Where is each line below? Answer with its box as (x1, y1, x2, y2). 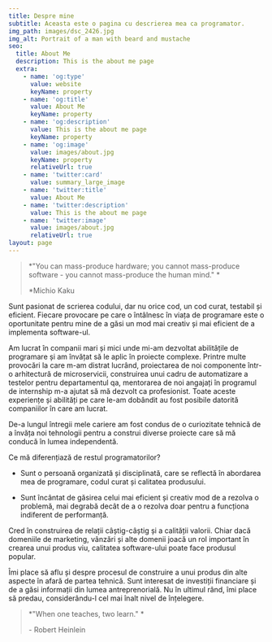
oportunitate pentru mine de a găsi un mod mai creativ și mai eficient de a (8, 318, 256, 328)
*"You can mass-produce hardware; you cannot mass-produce (28, 261, 240, 271)
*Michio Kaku (28, 286, 76, 295)
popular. (8, 551, 37, 561)
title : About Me (15, 50, 71, 58)
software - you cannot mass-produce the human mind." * (28, 269, 221, 279)
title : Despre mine (8, 11, 75, 20)
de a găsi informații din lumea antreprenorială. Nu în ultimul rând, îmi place (8, 584, 257, 594)
